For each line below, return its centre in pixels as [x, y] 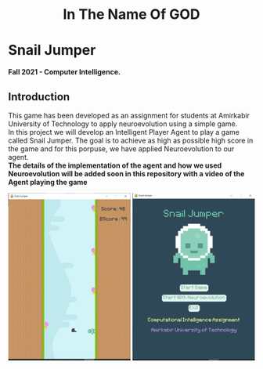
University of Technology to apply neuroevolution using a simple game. [123, 124]
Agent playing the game [48, 182]
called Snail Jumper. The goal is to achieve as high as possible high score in [131, 140]
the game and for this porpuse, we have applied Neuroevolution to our [121, 148]
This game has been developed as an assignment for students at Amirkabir [129, 115]
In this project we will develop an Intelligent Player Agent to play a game [124, 132]
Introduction [39, 97]
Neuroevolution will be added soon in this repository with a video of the [126, 173]
